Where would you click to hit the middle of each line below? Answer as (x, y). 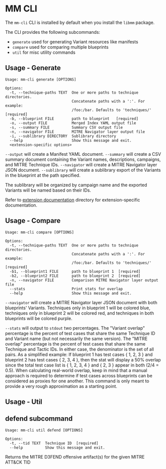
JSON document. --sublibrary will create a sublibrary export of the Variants (83, 170)
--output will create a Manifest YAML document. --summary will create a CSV (83, 154)
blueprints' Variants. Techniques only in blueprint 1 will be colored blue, (78, 308)
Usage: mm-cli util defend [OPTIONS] (44, 430)
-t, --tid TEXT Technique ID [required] (54, 443)
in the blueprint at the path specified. (43, 175)
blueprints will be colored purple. (39, 318)
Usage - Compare (33, 221)
